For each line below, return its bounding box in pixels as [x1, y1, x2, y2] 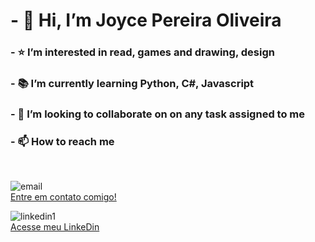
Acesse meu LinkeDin [10, 221, 100, 233]
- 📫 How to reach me [10, 134, 115, 148]
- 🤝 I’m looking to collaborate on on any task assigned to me [10, 107, 305, 121]
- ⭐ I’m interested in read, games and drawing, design [10, 45, 275, 59]
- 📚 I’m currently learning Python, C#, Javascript [10, 77, 255, 91]
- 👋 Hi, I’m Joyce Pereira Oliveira [10, 9, 282, 32]
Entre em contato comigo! [10, 191, 117, 203]
